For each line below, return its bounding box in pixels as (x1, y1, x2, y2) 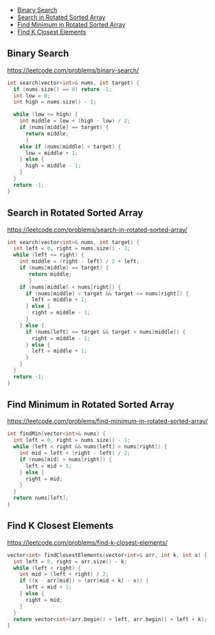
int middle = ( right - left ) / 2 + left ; (19, 258, 140, 265)
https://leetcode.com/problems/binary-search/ (7, 65, 139, 74)
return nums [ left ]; (13, 494, 69, 502)
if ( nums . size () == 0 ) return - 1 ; (13, 85, 112, 92)
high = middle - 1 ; (25, 162, 81, 170)
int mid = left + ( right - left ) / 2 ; (19, 450, 131, 457)
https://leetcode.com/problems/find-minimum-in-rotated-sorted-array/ (7, 417, 208, 425)
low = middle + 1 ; (25, 150, 78, 157)
